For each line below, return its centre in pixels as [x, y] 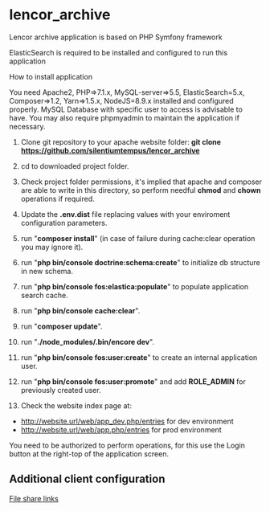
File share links [34, 498]
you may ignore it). [52, 247]
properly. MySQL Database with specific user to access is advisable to [126, 109]
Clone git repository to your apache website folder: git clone [121, 141]
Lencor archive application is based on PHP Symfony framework [116, 37]
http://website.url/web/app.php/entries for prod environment [121, 429]
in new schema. [47, 271]
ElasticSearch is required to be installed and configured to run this [119, 52]
